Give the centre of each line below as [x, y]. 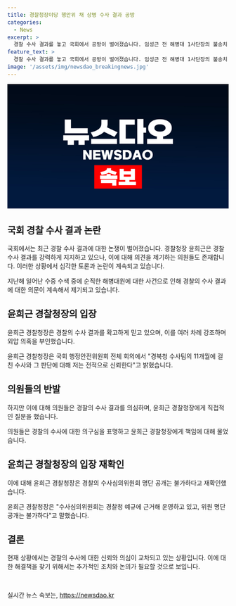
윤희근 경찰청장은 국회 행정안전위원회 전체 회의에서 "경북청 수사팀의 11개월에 [112, 356]
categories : [25, 22]
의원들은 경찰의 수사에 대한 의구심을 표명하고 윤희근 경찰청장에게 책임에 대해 [111, 431]
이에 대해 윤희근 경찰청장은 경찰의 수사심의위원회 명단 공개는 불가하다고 [105, 483]
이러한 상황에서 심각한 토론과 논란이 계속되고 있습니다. [91, 266]
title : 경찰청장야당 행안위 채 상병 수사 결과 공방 [71, 15]
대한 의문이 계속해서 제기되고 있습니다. [67, 290]
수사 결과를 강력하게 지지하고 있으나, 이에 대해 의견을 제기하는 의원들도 [104, 258]
